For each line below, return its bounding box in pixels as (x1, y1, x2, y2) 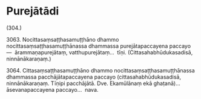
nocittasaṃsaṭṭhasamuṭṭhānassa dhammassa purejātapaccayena (6, 42, 168, 49)
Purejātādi (6, 4, 59, 18)
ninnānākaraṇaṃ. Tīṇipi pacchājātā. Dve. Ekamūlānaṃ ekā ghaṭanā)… (6, 80, 180, 87)
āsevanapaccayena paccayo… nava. (6, 86, 99, 93)
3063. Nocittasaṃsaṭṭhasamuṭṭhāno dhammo (6, 36, 119, 43)
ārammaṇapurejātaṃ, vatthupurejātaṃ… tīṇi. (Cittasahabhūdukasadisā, (14, 48, 193, 56)
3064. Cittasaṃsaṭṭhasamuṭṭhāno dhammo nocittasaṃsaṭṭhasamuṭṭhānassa (6, 66, 195, 74)
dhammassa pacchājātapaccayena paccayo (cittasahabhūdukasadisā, (6, 73, 182, 80)
